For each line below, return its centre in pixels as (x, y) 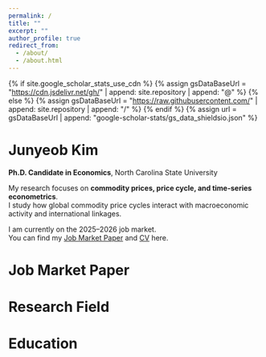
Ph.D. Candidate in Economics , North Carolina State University (113, 172)
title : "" (25, 23)
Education (43, 344)
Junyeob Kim (53, 150)
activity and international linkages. (65, 213)
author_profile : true (45, 38)
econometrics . (33, 196)
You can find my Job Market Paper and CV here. (88, 237)
